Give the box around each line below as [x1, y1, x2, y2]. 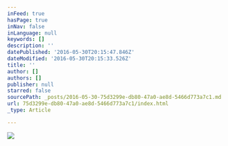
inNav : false [7, 23, 45, 30]
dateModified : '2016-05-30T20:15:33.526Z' [7, 55, 132, 62]
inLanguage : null [7, 29, 58, 37]
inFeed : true [7, 10, 45, 17]
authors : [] [7, 74, 42, 82]
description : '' [7, 42, 54, 49]
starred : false [7, 87, 51, 94]
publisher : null [7, 81, 54, 88]
